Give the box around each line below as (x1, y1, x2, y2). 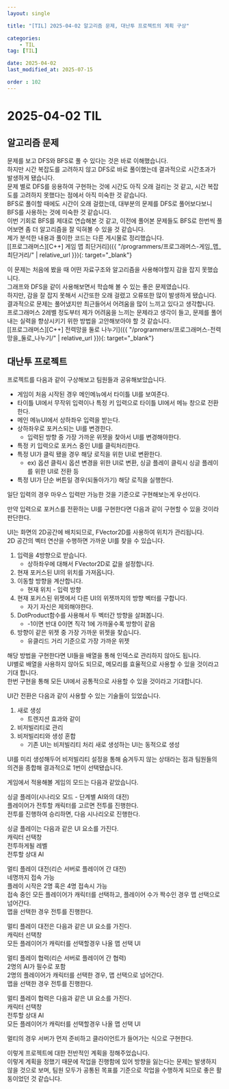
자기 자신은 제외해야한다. (27, 602, 94, 611)
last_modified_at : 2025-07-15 (7, 66, 94, 73)
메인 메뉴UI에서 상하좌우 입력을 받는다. (16, 415, 120, 424)
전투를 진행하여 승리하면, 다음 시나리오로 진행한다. (7, 809, 141, 818)
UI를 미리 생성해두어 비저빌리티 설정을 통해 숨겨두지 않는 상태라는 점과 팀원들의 (7, 755, 217, 763)
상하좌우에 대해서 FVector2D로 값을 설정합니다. (27, 559, 154, 567)
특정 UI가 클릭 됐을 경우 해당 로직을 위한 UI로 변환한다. (16, 450, 163, 458)
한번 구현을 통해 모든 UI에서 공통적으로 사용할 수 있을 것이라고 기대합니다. (7, 676, 203, 685)
